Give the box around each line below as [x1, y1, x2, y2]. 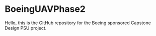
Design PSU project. [5, 25, 47, 31]
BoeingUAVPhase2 [5, 3, 86, 15]
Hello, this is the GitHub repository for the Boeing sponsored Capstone [5, 20, 151, 26]
